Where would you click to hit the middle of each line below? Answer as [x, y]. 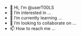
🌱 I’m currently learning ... [36, 18]
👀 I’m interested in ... [30, 13]
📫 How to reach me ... [32, 28]
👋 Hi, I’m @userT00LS [32, 8]
